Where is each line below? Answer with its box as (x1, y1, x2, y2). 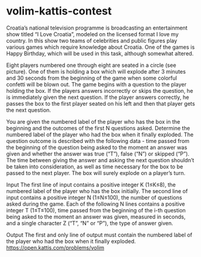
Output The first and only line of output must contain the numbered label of (6, 231, 193, 238)
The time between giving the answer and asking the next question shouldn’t (6, 156, 194, 163)
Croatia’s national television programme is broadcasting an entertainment (6, 24, 188, 31)
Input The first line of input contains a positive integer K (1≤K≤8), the (6, 181, 176, 188)
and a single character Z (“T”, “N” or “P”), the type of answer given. (6, 219, 173, 227)
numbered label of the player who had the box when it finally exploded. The (6, 131, 194, 138)
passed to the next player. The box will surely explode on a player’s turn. (6, 169, 185, 176)
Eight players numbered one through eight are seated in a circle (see (6, 62, 176, 69)
